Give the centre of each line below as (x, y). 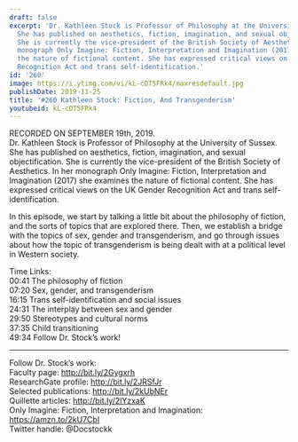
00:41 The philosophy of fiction (66, 281)
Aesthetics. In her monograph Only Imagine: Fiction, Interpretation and (138, 171)
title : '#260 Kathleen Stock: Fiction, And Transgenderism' (123, 100)
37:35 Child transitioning (54, 328)
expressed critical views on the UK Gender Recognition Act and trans (136, 190)
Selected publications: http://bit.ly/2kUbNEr (89, 391)
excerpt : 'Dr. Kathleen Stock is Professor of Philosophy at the (132, 26)
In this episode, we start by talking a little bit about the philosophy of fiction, (148, 217)
